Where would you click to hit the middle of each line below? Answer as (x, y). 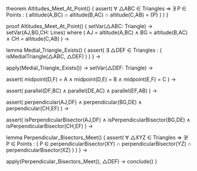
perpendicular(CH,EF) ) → (37, 108)
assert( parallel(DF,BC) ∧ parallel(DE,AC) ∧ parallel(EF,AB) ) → (82, 91)
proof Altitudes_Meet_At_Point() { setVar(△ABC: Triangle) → (80, 26)
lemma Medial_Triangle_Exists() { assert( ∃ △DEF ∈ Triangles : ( (84, 50)
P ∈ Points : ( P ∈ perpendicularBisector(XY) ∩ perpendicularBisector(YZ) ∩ (99, 144)
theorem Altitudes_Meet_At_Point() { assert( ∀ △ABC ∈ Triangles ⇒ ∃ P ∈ (96, 9)
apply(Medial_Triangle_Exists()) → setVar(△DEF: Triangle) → (80, 68)
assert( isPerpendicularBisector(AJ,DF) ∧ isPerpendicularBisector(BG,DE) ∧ (98, 120)
